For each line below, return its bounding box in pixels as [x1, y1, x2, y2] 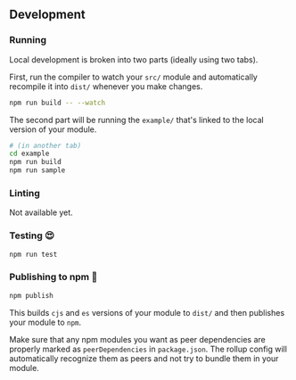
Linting [9, 186, 40, 199]
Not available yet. [9, 207, 73, 218]
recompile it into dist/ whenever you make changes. [9, 80, 203, 92]
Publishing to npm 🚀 [9, 271, 98, 284]
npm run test [9, 250, 58, 259]
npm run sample [9, 166, 66, 175]
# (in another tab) [9, 141, 82, 150]
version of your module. [9, 124, 97, 135]
